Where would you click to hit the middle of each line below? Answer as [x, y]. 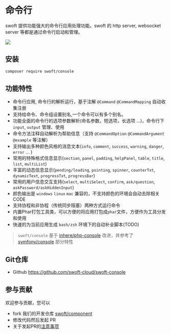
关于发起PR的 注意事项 [36, 326]
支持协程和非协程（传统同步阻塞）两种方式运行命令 [66, 205]
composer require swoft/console [40, 71]
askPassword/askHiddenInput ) [43, 187]
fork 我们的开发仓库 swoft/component [53, 314]
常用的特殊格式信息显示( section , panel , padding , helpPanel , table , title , [89, 158]
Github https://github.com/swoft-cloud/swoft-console [69, 272]
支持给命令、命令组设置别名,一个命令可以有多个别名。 [69, 114]
